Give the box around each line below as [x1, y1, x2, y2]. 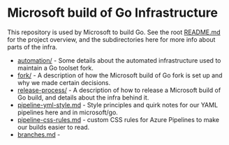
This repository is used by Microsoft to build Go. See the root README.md [7, 28, 221, 36]
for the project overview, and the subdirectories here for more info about [7, 35, 216, 43]
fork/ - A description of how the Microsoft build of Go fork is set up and [17, 71, 223, 79]
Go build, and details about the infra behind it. [17, 93, 149, 102]
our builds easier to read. [17, 123, 90, 131]
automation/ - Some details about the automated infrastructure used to [17, 56, 221, 64]
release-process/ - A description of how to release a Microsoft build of [17, 86, 221, 94]
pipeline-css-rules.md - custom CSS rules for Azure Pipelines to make [17, 115, 220, 123]
